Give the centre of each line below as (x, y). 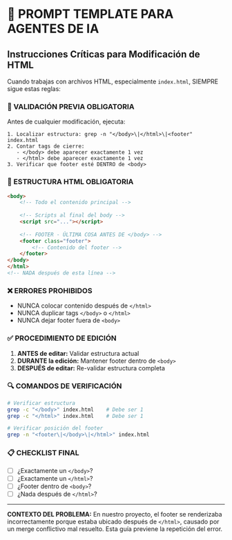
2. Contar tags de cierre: (46, 147)
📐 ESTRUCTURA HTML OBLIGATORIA (70, 182)
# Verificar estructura (41, 403)
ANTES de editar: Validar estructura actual (78, 353)
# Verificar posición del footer (55, 428)
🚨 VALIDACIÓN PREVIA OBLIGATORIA (71, 106)
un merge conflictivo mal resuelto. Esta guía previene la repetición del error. (115, 529)
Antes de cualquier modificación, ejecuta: (66, 122)
